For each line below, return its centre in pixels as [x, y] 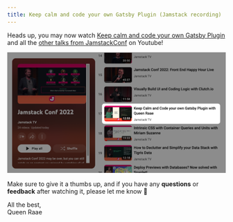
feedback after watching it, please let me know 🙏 [77, 192]
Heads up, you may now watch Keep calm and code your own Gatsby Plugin [116, 35]
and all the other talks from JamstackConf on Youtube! [85, 42]
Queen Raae [25, 212]
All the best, [24, 205]
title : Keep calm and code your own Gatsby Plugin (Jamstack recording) [114, 15]
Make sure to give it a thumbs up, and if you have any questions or [103, 184]
